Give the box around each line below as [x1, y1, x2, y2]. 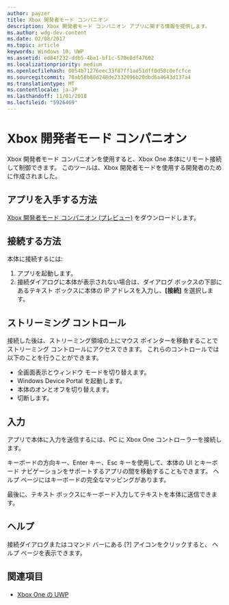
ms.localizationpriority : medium [7, 61, 103, 68]
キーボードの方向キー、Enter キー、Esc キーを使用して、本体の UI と [7, 458, 200, 467]
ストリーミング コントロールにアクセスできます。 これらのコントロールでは [7, 345, 219, 354]
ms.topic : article [7, 42, 59, 49]
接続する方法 [7, 236, 62, 247]
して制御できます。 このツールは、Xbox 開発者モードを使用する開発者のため [7, 163, 222, 171]
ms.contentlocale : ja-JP [7, 86, 78, 93]
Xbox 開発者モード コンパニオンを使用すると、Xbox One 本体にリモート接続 [7, 155, 222, 163]
